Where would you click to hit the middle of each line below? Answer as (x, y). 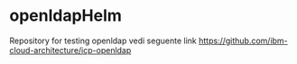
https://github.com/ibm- (243, 41)
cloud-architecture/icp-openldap (70, 50)
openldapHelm (65, 16)
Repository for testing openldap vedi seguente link (103, 41)
